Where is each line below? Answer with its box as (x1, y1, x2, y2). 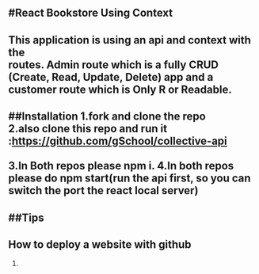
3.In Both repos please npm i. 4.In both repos (8, 159, 234, 173)
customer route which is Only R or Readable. (8, 82, 232, 96)
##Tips (8, 211, 44, 224)
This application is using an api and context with (8, 33, 252, 47)
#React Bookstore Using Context (8, 6, 173, 20)
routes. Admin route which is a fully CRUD (8, 58, 219, 71)
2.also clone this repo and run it (8, 122, 168, 135)
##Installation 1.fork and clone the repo (8, 110, 206, 124)
